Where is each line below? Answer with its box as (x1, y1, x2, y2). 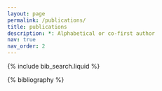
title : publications (7, 23, 68, 30)
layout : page (7, 10, 46, 17)
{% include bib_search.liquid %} (7, 62, 100, 70)
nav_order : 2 (7, 43, 46, 50)
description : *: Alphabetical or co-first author (7, 29, 156, 37)
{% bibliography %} (7, 76, 65, 84)
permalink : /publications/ (7, 17, 86, 24)
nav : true (7, 36, 36, 43)
